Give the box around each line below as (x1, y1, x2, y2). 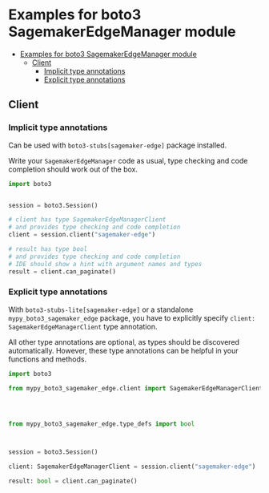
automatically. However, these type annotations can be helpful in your (8, 346, 239, 355)
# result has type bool (8, 245, 88, 253)
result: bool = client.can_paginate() (8, 477, 138, 486)
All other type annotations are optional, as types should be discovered (8, 337, 240, 346)
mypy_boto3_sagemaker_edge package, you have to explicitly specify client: (8, 313, 256, 322)
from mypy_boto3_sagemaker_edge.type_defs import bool (8, 419, 195, 428)
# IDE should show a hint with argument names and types (8, 260, 203, 268)
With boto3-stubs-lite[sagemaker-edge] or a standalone (8, 305, 194, 314)
